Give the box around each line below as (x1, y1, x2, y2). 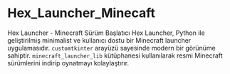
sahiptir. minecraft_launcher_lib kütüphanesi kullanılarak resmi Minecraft (7, 51, 223, 60)
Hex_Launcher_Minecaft (7, 5, 155, 21)
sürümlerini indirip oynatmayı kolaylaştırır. (7, 58, 130, 67)
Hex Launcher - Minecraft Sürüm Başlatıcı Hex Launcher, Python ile (7, 28, 205, 37)
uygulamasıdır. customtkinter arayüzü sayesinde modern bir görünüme (7, 43, 216, 52)
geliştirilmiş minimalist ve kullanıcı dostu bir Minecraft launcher (7, 36, 192, 44)
